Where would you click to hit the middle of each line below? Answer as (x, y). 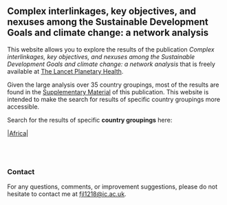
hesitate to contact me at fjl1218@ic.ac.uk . (67, 194)
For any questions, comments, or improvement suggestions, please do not (112, 187)
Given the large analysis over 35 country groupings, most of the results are (113, 85)
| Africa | (18, 133)
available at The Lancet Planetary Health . (65, 71)
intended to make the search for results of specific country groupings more (114, 99)
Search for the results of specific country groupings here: (90, 120)
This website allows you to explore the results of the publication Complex (111, 49)
